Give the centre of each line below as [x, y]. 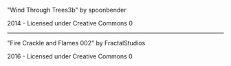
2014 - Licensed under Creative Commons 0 [70, 23]
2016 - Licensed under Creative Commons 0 [70, 56]
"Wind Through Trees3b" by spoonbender [67, 10]
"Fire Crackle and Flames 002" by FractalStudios [76, 43]
